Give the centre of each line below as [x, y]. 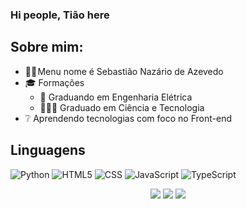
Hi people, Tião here [60, 15]
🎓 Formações [54, 82]
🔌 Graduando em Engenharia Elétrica [116, 97]
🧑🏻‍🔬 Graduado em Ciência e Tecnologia [122, 107]
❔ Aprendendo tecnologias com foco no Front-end [128, 118]
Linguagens [48, 150]
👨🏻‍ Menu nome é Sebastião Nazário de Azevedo [124, 71]
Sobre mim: [47, 47]
